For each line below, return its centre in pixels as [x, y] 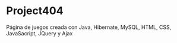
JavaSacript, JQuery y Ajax [39, 33]
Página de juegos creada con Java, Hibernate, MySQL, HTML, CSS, [89, 27]
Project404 [35, 11]
